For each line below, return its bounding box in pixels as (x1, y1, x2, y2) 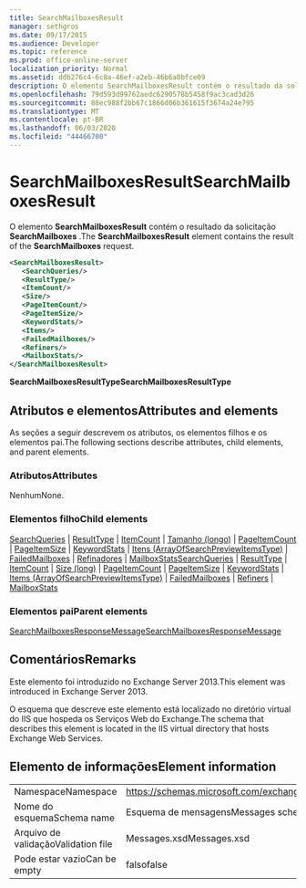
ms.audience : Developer (9, 38, 100, 48)
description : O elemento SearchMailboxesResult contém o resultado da (9, 81, 283, 90)
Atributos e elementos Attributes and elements (9, 402, 279, 418)
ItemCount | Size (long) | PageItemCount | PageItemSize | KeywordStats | (9, 562, 284, 573)
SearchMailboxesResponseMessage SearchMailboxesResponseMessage (9, 625, 282, 636)
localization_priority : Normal (9, 65, 128, 74)
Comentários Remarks (9, 652, 137, 667)
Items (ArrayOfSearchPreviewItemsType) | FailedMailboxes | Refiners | (9, 572, 274, 583)
